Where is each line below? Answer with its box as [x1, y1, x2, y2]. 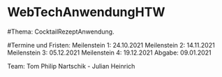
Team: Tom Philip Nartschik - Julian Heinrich [7, 62, 135, 70]
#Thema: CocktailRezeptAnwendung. [7, 27, 114, 36]
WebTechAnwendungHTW [7, 4, 165, 20]
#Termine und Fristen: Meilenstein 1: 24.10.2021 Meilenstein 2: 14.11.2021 [7, 41, 215, 49]
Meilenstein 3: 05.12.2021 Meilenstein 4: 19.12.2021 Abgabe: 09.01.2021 [7, 48, 212, 57]
